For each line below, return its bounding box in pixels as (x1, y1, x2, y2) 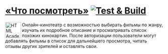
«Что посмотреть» (5, 5, 89, 17)
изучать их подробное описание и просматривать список (22, 27, 147, 33)
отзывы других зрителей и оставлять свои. (5, 43, 98, 49)
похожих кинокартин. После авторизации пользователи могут (22, 32, 156, 38)
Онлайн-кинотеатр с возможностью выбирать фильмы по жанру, (22, 22, 163, 28)
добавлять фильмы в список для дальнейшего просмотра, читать (5, 38, 147, 44)
